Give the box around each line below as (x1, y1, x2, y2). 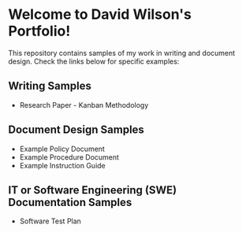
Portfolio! (8, 22, 71, 40)
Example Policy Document (19, 144, 105, 153)
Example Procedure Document (19, 152, 120, 162)
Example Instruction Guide (19, 160, 106, 170)
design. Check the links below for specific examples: (8, 57, 180, 66)
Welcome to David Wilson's (8, 6, 192, 24)
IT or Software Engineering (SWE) (8, 183, 177, 197)
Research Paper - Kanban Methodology (19, 100, 149, 109)
